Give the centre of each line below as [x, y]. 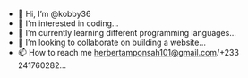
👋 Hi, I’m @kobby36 [54, 14]
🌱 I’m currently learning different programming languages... [127, 33]
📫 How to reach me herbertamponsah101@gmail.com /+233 [128, 52]
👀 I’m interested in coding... [68, 23]
